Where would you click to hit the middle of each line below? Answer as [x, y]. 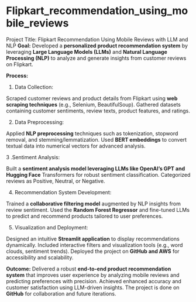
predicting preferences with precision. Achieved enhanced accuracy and [94, 281]
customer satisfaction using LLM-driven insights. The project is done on [93, 287]
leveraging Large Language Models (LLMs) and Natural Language [87, 52]
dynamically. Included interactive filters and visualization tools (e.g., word [94, 245]
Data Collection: [34, 87]
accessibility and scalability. [40, 257]
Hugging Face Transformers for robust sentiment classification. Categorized [98, 174]
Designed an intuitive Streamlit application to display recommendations [93, 239]
